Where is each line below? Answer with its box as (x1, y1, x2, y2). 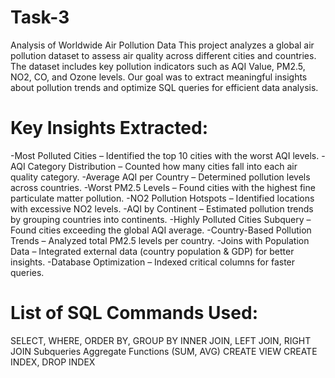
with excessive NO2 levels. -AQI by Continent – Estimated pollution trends (10, 202, 314, 215)
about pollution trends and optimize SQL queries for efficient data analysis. (10, 81, 319, 93)
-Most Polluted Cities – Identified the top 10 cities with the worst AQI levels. (10, 149, 320, 161)
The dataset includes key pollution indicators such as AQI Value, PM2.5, (10, 60, 306, 72)
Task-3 (10, 6, 70, 29)
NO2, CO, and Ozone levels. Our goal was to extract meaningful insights (10, 71, 308, 83)
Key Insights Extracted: (10, 117, 209, 140)
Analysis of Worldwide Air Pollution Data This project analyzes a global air (10, 39, 315, 51)
